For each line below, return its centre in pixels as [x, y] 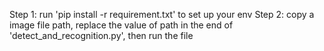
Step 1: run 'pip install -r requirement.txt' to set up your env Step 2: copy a [162, 14]
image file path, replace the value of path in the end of [121, 25]
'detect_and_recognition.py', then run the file [101, 35]
